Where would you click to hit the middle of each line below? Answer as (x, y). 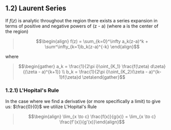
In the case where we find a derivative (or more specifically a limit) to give (83, 102)
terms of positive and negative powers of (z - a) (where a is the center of (82, 26)
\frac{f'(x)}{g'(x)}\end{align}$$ (92, 122)
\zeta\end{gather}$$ (104, 77)
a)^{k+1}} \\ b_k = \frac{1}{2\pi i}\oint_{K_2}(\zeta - (95, 72)
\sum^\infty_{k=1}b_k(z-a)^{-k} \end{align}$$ (92, 46)
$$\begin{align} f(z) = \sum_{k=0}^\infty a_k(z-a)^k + (92, 41)
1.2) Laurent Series (36, 8)
